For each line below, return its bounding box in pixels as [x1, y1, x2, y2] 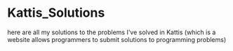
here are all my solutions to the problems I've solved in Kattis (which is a [7, 28, 216, 36]
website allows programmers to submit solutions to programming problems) [7, 35, 227, 43]
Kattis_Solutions [7, 5, 105, 21]
